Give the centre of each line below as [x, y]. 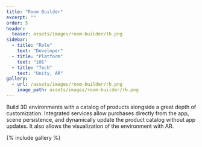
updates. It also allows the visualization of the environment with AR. [90, 126]
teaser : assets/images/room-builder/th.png [67, 34]
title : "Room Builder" [35, 12]
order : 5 [17, 23]
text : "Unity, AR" [40, 73]
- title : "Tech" [32, 67]
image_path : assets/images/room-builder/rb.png [78, 90]
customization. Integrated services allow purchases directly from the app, [98, 113]
